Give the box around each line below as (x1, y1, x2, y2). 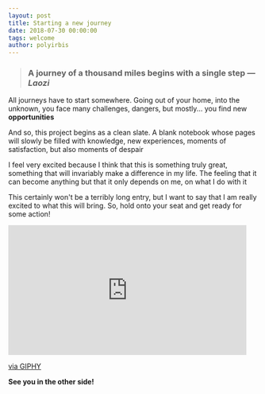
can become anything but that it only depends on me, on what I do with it (8, 177, 248, 187)
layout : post (8, 11, 52, 20)
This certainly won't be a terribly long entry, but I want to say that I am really (8, 193, 257, 202)
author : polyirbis (8, 41, 69, 49)
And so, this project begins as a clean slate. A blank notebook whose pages (8, 128, 256, 138)
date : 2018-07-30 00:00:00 (8, 26, 98, 34)
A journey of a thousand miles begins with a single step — (27, 68, 255, 79)
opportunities (8, 112, 55, 122)
